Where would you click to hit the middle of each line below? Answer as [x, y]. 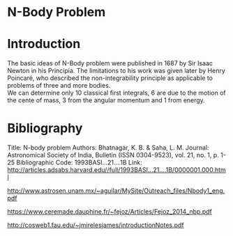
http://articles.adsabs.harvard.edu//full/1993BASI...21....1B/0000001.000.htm [117, 170]
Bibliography [45, 128]
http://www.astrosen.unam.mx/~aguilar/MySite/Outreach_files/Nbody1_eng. [116, 191]
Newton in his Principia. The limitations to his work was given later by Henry [116, 71]
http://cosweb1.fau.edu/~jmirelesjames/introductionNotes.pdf [96, 225]
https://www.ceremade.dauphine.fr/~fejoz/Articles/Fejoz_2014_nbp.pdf [110, 212]
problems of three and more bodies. [59, 86]
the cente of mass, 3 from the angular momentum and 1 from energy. [106, 100]
